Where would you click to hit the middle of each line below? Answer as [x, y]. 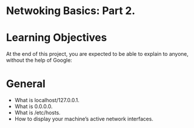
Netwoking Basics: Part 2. [71, 11]
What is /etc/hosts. [37, 113]
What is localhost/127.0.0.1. [47, 100]
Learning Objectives [56, 38]
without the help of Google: [39, 60]
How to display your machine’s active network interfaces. [84, 119]
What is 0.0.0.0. [34, 106]
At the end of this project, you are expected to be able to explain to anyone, [97, 54]
